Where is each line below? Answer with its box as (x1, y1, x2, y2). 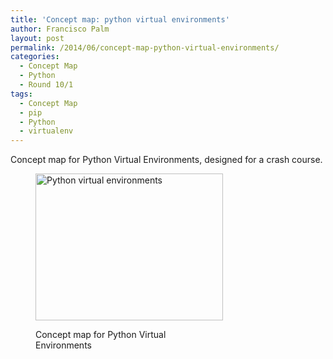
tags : (10, 89, 33, 99)
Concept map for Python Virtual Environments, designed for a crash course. (10, 154, 323, 166)
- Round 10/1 (19, 80, 74, 90)
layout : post (10, 33, 65, 43)
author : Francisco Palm (10, 24, 110, 34)
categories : (10, 52, 60, 62)
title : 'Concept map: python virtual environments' (10, 14, 230, 25)
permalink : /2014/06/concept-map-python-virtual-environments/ (10, 42, 280, 53)
